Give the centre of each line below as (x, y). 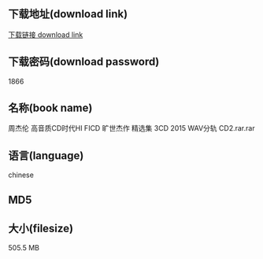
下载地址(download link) (68, 14)
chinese (21, 175)
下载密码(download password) (84, 62)
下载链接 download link (46, 35)
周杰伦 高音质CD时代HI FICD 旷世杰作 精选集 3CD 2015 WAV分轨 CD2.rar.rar (131, 128)
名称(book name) (50, 108)
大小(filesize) (41, 229)
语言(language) (46, 155)
